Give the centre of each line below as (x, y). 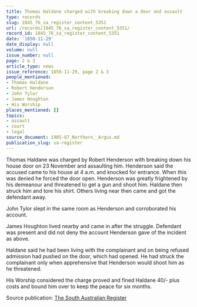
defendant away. (26, 197)
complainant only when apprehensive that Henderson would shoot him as (95, 262)
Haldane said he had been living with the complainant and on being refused (98, 250)
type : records (24, 17)
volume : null (22, 50)
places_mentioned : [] (33, 110)
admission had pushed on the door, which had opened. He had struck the (95, 256)
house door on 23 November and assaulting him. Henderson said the (90, 166)
